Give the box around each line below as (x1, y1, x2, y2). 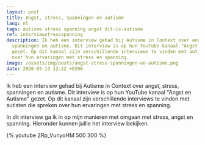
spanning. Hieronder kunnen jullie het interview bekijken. (6, 120, 149, 127)
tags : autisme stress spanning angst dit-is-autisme (6, 26, 143, 32)
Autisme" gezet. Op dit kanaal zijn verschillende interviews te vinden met (6, 95, 190, 102)
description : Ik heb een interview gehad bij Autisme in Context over (6, 37, 190, 43)
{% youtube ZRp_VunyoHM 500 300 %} (6, 132, 107, 139)
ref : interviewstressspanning (6, 32, 84, 38)
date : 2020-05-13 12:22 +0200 (6, 65, 84, 72)
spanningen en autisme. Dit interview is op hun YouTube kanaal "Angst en (6, 89, 192, 96)
